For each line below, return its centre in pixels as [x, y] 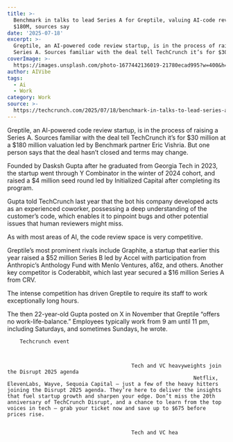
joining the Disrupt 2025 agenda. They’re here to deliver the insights [114, 390]
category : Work [29, 98]
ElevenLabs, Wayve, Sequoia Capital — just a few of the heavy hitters [113, 384]
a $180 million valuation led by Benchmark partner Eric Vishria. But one [109, 145]
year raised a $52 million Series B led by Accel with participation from [107, 257]
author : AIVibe [29, 71]
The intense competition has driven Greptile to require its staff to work [107, 293]
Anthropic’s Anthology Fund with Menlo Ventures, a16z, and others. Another [115, 265]
